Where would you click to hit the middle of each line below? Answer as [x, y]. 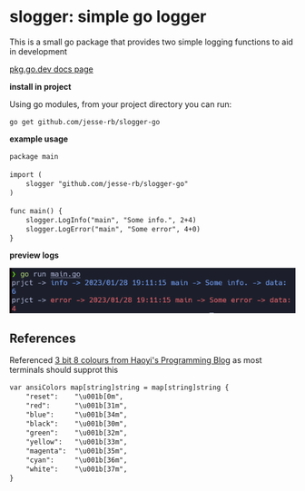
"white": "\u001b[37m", [77, 469]
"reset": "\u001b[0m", [75, 397]
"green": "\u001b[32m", [77, 433]
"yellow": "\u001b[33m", [77, 442]
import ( [26, 174]
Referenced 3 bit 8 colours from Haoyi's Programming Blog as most [136, 360]
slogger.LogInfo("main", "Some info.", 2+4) [111, 220]
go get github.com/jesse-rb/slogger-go [85, 122]
